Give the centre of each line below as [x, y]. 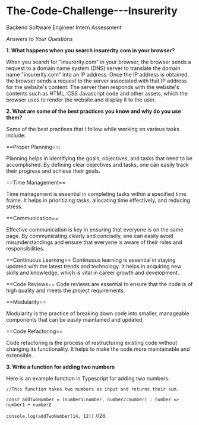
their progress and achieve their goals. [53, 171]
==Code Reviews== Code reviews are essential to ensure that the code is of [99, 284]
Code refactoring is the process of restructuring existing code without [92, 342]
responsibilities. [25, 248]
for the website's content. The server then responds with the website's [93, 87]
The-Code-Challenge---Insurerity [92, 11]
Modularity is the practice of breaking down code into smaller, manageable [98, 313]
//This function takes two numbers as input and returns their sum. [93, 389]
